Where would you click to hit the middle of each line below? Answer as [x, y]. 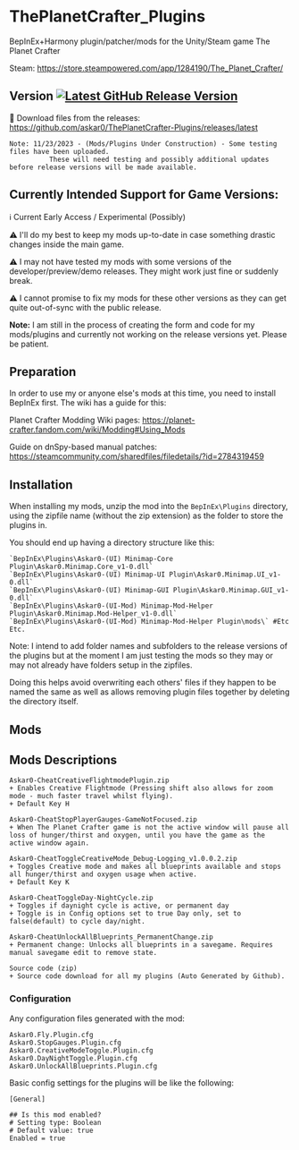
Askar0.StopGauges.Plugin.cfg [66, 1043]
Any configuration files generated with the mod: [97, 1018]
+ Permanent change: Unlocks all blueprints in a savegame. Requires [141, 945]
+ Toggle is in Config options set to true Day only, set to [125, 914]
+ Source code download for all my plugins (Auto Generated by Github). [147, 976]
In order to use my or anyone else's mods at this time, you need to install [143, 393]
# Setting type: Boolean [55, 1122]
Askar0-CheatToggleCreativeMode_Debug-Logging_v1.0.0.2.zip [124, 859]
